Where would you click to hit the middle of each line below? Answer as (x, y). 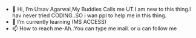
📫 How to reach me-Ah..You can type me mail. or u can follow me (94, 28)
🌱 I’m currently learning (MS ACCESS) (59, 22)
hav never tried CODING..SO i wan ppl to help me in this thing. (89, 15)
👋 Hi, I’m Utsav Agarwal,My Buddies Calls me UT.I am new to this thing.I (102, 9)
